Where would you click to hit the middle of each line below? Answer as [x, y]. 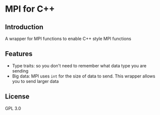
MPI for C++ [30, 9]
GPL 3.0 [13, 108]
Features [19, 54]
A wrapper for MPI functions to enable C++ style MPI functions [68, 38]
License [17, 97]
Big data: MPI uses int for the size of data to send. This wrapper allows [84, 76]
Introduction [24, 27]
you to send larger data [36, 81]
